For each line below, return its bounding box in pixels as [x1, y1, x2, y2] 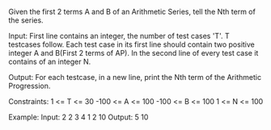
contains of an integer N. [8, 57, 91, 66]
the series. [8, 15, 44, 25]
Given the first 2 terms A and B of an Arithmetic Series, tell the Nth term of [8, 7, 256, 16]
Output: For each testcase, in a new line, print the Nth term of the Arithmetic [8, 73, 261, 82]
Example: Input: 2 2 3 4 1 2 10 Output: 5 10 [8, 112, 149, 122]
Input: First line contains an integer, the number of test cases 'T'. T [8, 31, 230, 40]
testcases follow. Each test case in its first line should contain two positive [8, 40, 255, 49]
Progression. [8, 81, 51, 90]
